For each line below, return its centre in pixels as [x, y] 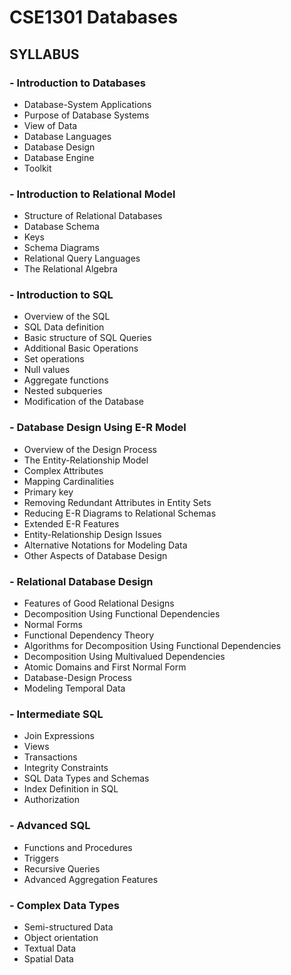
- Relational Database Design [81, 581]
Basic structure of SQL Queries [87, 338]
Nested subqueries [63, 391]
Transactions [50, 757]
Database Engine [59, 157]
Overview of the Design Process [90, 449]
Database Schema [61, 227]
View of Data [50, 125]
